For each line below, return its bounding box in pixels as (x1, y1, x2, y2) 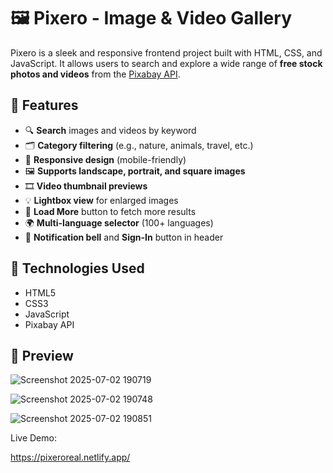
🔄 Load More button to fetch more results (24, 205, 197, 217)
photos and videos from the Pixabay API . (10, 68, 181, 80)
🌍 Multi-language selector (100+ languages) (24, 216, 214, 229)
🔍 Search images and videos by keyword (24, 124, 197, 136)
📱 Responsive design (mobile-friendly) (24, 153, 187, 165)
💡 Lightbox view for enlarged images (24, 194, 179, 206)
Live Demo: (10, 432, 57, 444)
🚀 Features (10, 97, 79, 114)
